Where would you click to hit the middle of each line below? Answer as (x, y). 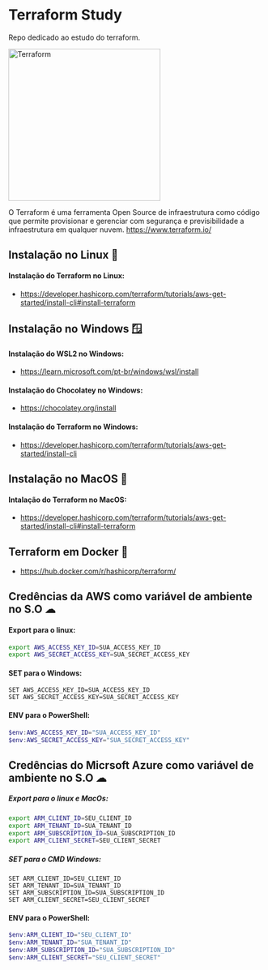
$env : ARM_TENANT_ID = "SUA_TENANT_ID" (70, 942)
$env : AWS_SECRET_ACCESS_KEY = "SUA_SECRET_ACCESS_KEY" (99, 740)
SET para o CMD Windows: (55, 859)
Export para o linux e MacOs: (59, 798)
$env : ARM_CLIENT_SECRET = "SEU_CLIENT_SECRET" (85, 958)
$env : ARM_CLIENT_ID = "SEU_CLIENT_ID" (70, 935)
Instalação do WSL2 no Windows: (66, 354)
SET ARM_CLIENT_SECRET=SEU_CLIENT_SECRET (79, 900)
